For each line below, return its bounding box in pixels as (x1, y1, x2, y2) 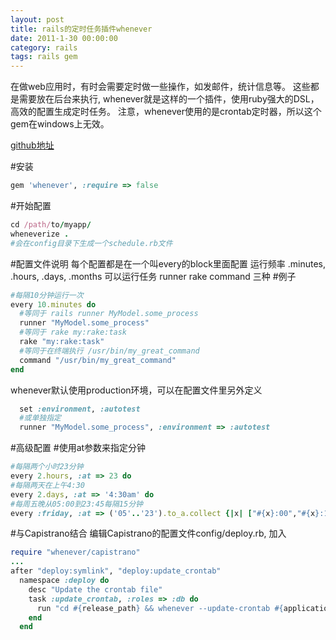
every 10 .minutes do (10, 299, 97, 310)
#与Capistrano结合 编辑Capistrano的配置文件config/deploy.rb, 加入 (10, 527, 287, 540)
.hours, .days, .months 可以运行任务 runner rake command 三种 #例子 (10, 270, 297, 282)
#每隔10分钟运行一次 (10, 290, 84, 300)
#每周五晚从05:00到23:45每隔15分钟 (10, 499, 143, 509)
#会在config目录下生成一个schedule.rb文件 (10, 238, 173, 248)
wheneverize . (10, 229, 70, 239)
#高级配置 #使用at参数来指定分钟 (10, 442, 147, 454)
